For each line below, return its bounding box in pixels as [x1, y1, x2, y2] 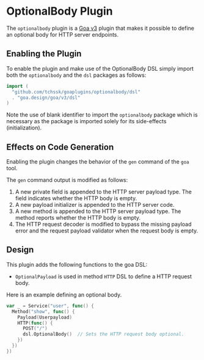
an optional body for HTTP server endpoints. [6, 31, 119, 38]
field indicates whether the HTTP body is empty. [15, 195, 137, 202]
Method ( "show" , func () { [12, 308, 75, 315]
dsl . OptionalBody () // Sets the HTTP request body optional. [22, 331, 184, 337]
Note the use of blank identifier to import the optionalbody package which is [6, 111, 198, 118]
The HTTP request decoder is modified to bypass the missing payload [15, 221, 192, 228]
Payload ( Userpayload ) [17, 314, 72, 320]
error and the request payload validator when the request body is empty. [15, 227, 199, 234]
